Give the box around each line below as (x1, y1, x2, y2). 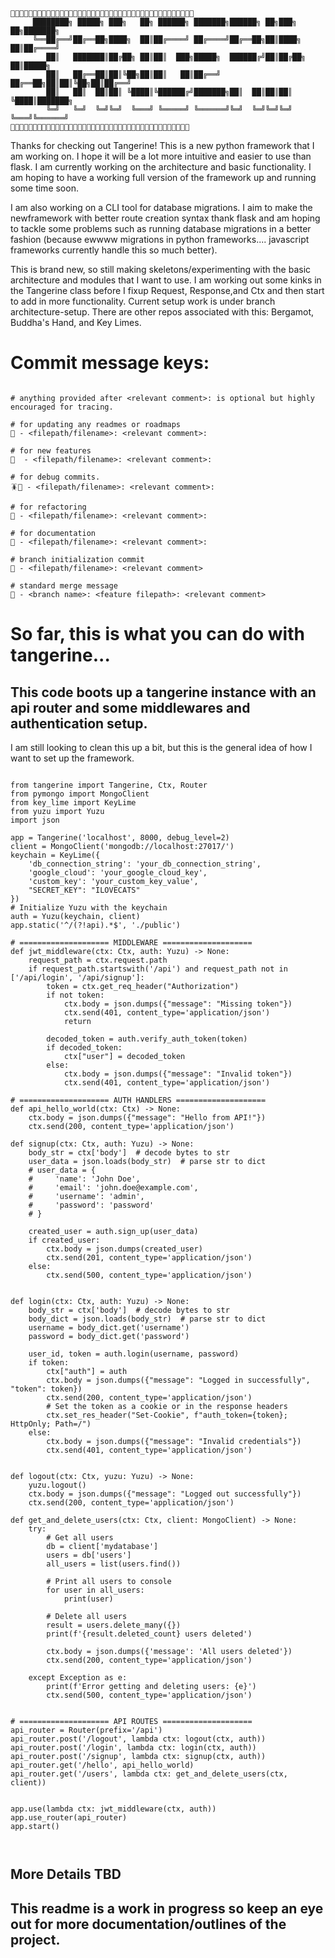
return (63, 1016, 92, 1026)
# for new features (10, 445, 92, 456)
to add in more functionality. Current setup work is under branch (10, 295, 276, 307)
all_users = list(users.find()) (46, 1559, 182, 1569)
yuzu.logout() (28, 1480, 87, 1490)
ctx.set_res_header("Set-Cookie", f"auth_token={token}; (46, 1410, 288, 1420)
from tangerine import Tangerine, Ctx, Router (10, 780, 208, 790)
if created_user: (28, 1235, 101, 1245)
